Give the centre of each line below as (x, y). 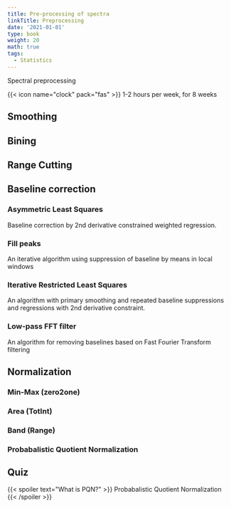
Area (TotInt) (30, 411)
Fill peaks (24, 243)
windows (21, 266)
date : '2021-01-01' (36, 27)
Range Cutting (40, 165)
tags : (15, 54)
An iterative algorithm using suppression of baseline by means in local (110, 259)
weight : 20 (23, 41)
